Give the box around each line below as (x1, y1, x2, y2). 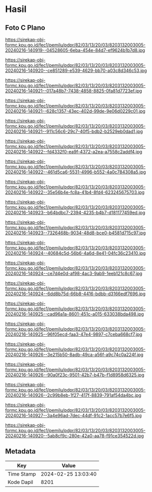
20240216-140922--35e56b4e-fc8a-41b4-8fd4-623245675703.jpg (5, 189, 145, 195)
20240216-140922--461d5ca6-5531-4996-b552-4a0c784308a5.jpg (5, 169, 146, 175)
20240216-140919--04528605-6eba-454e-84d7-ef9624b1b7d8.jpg (5, 47, 146, 53)
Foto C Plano (5, 23, 45, 32)
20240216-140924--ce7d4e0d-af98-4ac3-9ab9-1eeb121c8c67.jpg (5, 271, 143, 276)
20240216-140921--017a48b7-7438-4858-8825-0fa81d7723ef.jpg (5, 88, 142, 93)
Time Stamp (7, 471, 36, 478)
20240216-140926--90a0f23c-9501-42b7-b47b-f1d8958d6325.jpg (5, 372, 145, 378)
